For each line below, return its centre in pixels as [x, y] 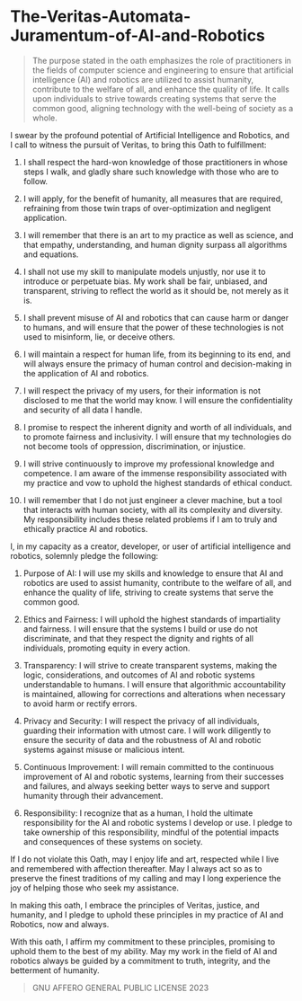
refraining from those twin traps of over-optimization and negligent [147, 208]
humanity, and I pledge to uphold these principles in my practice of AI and [147, 915]
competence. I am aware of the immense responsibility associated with [155, 473]
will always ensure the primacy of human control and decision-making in [157, 363]
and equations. [51, 254]
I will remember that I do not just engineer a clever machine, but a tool [152, 500]
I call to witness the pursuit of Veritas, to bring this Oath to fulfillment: [138, 145]
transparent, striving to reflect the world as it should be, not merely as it [156, 290]
